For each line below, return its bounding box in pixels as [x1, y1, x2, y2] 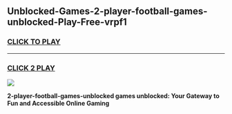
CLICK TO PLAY [7, 37, 61, 47]
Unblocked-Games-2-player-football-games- [7, 6, 208, 17]
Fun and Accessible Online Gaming [7, 99, 110, 107]
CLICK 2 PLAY [7, 63, 55, 73]
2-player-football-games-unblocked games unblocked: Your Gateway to [7, 91, 220, 99]
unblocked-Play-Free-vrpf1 [7, 17, 128, 28]
